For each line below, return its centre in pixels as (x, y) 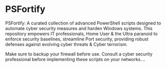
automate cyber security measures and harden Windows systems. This (79, 28)
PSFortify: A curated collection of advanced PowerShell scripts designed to (83, 23)
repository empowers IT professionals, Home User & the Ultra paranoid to (81, 33)
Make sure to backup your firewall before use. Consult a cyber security (79, 54)
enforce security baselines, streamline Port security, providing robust (77, 39)
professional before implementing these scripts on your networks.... (75, 59)
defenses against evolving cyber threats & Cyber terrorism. (66, 44)
